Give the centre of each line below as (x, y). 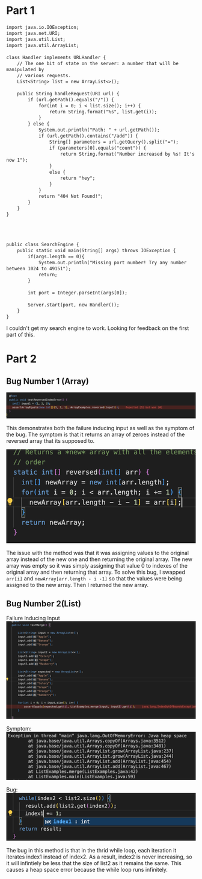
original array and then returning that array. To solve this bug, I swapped (96, 572)
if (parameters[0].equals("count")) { (98, 148)
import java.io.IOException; (43, 27)
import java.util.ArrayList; (43, 45)
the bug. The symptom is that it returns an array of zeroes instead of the (96, 434)
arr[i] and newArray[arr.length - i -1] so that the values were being (94, 578)
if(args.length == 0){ (56, 256)
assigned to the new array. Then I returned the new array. (78, 585)
